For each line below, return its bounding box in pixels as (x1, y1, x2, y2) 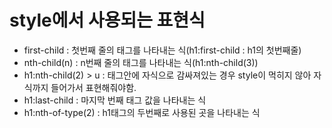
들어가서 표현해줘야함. (50, 81, 137, 93)
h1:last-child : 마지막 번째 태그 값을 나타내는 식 (23, 94, 207, 106)
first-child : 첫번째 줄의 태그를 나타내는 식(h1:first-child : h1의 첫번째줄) (23, 44, 302, 56)
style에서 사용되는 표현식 (9, 9, 206, 32)
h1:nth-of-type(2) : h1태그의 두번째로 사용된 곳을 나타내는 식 (23, 106, 261, 118)
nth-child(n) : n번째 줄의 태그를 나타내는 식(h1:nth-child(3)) (23, 56, 259, 68)
